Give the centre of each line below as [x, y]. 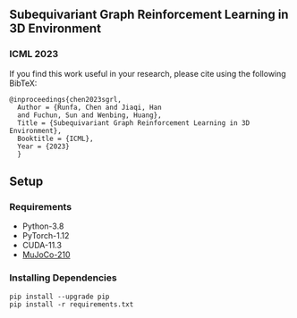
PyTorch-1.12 [46, 236]
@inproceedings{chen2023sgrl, [66, 99]
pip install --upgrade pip [59, 297]
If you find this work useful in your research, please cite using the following [148, 73]
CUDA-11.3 [42, 246]
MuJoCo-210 [46, 255]
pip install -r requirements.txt [72, 304]
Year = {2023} [43, 146]
